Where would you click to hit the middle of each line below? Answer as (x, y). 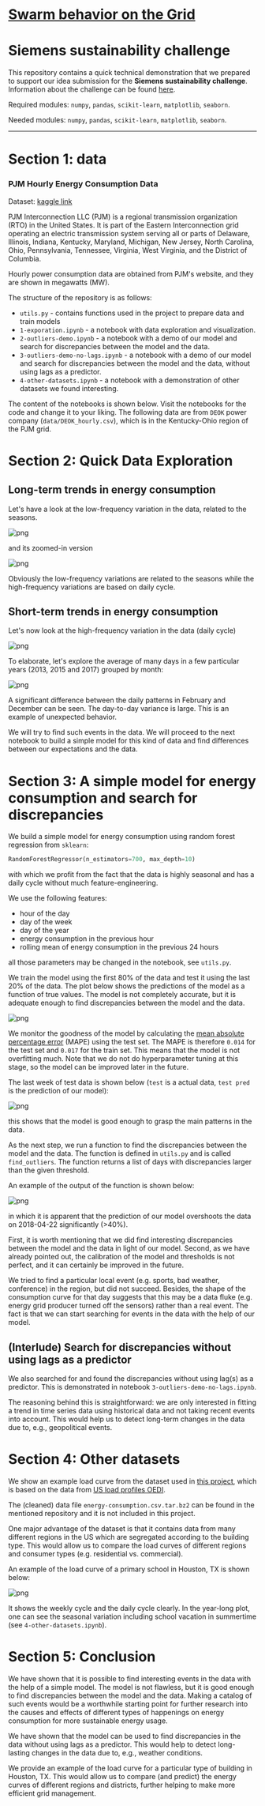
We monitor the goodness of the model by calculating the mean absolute (126, 1033)
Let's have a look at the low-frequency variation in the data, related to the (127, 509)
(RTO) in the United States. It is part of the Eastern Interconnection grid (123, 225)
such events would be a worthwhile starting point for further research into (128, 1703)
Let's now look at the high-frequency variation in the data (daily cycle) (122, 630)
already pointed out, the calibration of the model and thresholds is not (121, 1257)
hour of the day (45, 913)
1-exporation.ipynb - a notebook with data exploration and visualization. (138, 329)
